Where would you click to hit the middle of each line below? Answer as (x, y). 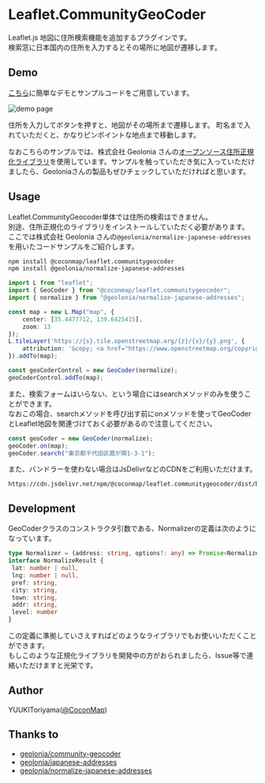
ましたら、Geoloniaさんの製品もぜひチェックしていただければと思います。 (129, 171)
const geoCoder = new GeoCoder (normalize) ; (81, 438)
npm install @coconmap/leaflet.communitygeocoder (91, 261)
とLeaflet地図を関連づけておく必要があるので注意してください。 (112, 423)
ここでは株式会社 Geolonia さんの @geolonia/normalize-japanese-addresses (130, 236)
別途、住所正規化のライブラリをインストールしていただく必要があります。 (129, 226)
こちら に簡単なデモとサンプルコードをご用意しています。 (101, 93)
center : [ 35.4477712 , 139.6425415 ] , (83, 319)
